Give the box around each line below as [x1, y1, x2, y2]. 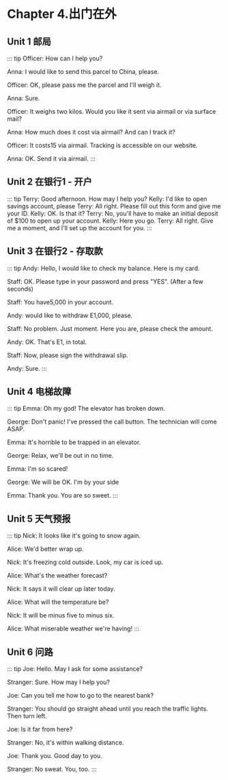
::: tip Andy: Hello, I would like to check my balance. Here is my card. [7, 264, 200, 272]
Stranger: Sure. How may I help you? [7, 678, 111, 686]
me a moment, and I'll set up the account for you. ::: [7, 223, 152, 232]
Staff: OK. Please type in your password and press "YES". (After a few [7, 277, 203, 285]
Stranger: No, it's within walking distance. [7, 738, 124, 747]
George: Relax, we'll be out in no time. [7, 452, 114, 460]
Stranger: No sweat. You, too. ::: [7, 765, 97, 773]
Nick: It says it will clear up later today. [7, 585, 115, 593]
